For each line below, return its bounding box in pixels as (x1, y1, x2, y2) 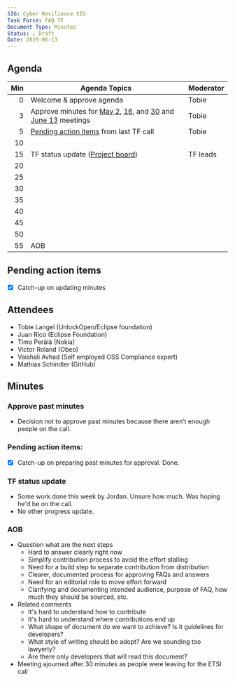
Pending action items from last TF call (30, 126, 155, 136)
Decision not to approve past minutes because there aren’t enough (17, 417, 211, 425)
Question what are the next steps (17, 541, 113, 549)
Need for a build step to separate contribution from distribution (27, 563, 209, 571)
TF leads (188, 149, 217, 159)
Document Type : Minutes (7, 23, 77, 30)
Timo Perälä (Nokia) (17, 338, 76, 346)
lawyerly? (27, 645, 56, 654)
